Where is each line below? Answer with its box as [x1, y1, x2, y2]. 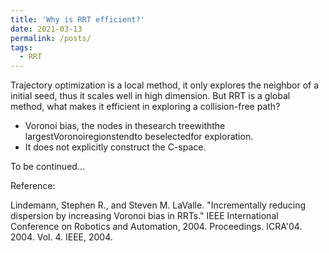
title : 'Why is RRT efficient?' [10, 14, 145, 25]
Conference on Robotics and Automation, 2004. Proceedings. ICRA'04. [10, 221, 303, 233]
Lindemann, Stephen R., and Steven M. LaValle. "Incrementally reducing [10, 199, 307, 211]
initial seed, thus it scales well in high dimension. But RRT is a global [10, 90, 291, 102]
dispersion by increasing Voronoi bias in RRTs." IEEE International [10, 210, 279, 222]
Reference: [10, 180, 56, 192]
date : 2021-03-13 [10, 24, 83, 34]
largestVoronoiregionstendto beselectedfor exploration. [24, 131, 254, 143]
